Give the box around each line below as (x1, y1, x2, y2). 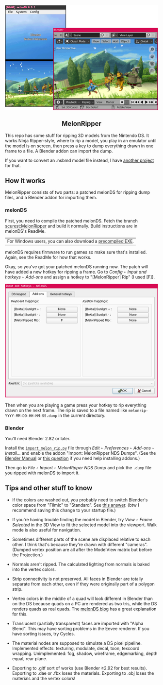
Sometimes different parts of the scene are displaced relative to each (12, 536, 151, 542)
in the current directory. (58, 412, 106, 418)
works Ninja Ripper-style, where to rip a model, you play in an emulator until (5, 137, 157, 143)
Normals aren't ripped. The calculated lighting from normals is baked (12, 561, 150, 567)
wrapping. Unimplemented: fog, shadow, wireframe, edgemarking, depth (12, 651, 158, 656)
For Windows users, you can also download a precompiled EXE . (7, 239, 134, 244)
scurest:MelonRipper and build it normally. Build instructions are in (5, 223, 138, 229)
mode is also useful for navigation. (12, 527, 81, 532)
